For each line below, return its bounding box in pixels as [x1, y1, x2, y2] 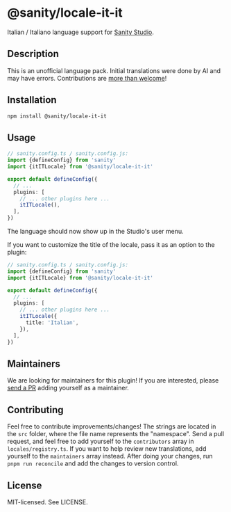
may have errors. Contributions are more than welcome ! [7, 74, 167, 82]
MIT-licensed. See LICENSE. [7, 497, 88, 506]
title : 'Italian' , [25, 319, 79, 326]
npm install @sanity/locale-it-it [7, 113, 108, 120]
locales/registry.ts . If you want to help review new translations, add [7, 445, 207, 453]
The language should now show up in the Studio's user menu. [7, 227, 184, 235]
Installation [7, 94, 57, 106]
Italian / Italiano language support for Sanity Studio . [7, 28, 154, 36]
